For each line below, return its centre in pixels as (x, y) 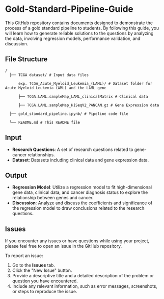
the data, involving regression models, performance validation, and (73, 38)
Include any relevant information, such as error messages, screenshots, (85, 286)
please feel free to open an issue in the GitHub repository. (63, 246)
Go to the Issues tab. (33, 265)
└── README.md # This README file (45, 122)
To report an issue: (24, 256)
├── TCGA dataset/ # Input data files (49, 75)
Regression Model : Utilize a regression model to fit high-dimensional (82, 187)
